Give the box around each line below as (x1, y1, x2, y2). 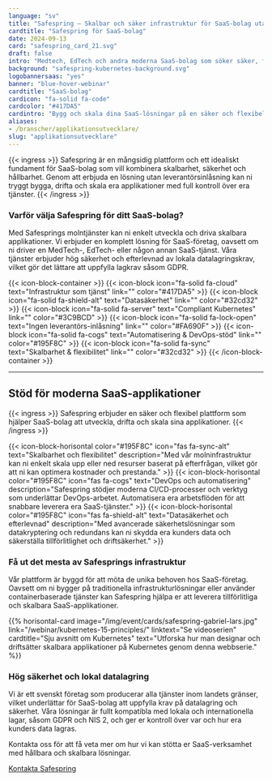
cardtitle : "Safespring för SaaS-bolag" (8, 27, 147, 35)
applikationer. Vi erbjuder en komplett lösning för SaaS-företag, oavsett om (8, 236, 259, 246)
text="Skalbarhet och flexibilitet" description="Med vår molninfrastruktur (8, 449, 252, 459)
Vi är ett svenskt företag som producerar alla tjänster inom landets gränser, (8, 689, 259, 699)
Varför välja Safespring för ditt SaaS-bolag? (8, 209, 184, 221)
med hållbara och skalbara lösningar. (8, 748, 132, 758)
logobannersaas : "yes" (8, 72, 85, 80)
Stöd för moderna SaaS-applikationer (8, 387, 201, 401)
